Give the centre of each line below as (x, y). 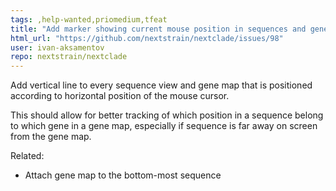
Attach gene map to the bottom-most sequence (123, 175)
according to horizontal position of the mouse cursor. (120, 96)
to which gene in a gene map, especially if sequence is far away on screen (164, 126)
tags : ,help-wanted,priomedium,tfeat (89, 19)
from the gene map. (51, 137)
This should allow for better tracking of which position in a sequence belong (167, 115)
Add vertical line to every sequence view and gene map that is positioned (161, 85)
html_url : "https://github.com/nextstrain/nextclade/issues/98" (147, 38)
